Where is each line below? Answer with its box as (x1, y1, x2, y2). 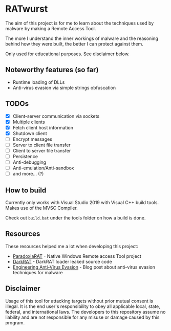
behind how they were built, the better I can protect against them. (5, 40, 143, 47)
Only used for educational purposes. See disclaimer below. (5, 51, 130, 57)
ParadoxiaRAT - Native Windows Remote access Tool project (12, 253, 142, 259)
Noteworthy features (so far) (5, 65, 99, 74)
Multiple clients (12, 119, 45, 125)
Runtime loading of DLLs (12, 79, 65, 85)
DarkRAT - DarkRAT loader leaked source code (12, 258, 113, 264)
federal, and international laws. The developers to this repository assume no (5, 308, 166, 315)
